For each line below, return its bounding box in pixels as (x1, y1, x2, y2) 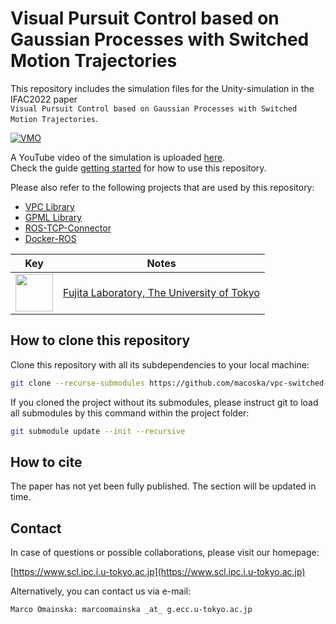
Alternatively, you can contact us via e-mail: (10, 585, 192, 597)
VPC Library (24, 200, 75, 212)
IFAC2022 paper (10, 93, 78, 105)
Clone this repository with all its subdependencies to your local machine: (10, 358, 310, 371)
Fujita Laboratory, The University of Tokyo (63, 285, 261, 299)
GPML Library (24, 211, 83, 223)
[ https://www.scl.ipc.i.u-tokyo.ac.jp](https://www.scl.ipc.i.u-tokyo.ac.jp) (10, 566, 306, 578)
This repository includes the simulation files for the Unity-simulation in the (10, 82, 315, 94)
